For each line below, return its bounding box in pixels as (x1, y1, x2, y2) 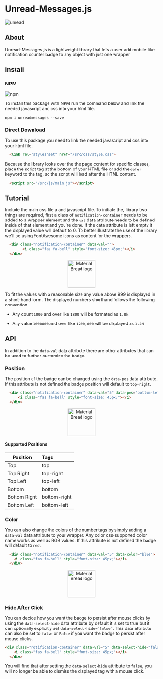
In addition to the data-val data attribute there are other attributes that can (5, 347, 154, 353)
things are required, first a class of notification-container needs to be (5, 212, 148, 218)
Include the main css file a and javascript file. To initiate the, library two (5, 207, 147, 213)
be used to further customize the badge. (5, 353, 86, 358)
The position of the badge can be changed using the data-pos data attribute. (5, 376, 158, 382)
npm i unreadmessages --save (5, 115, 64, 120)
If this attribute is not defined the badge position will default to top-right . (5, 381, 151, 387)
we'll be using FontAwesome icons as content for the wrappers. (5, 233, 132, 238)
